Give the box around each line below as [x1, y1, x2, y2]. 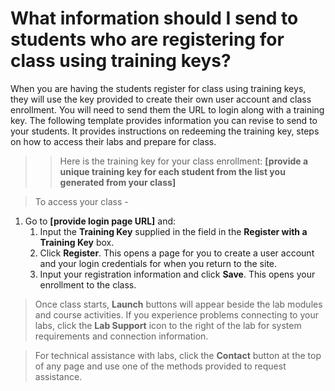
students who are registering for [10, 28, 285, 51]
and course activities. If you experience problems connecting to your [34, 308, 319, 321]
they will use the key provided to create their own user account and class [10, 93, 312, 105]
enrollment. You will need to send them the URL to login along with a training [10, 103, 325, 116]
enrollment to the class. [39, 278, 137, 291]
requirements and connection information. [34, 330, 209, 342]
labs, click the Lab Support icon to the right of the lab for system [34, 319, 302, 331]
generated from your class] [59, 176, 177, 188]
